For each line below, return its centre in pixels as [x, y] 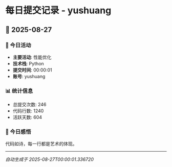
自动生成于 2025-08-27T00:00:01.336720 [49, 159]
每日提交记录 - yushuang [58, 10]
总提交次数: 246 [29, 105]
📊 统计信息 [19, 91]
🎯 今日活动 [18, 45]
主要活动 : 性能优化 [32, 57]
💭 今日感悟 [18, 132]
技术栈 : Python [28, 63]
